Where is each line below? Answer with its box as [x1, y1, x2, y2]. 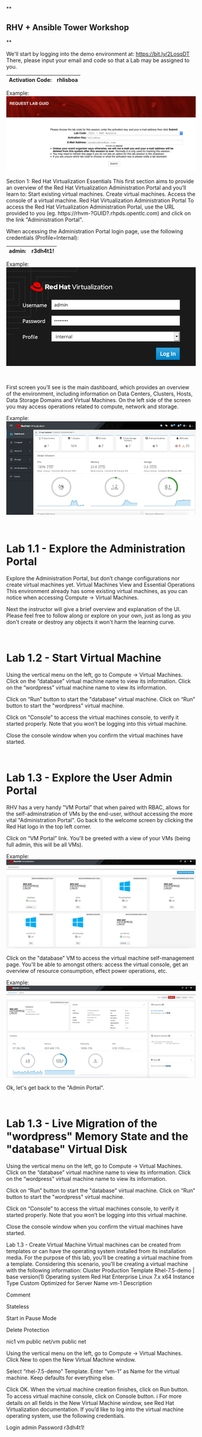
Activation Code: [8, 77, 52, 84]
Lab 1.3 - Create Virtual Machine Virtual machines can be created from [6, 1241, 181, 1248]
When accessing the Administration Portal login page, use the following [6, 227, 183, 234]
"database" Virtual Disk [6, 1142, 127, 1156]
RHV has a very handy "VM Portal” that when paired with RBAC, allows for [6, 803, 190, 811]
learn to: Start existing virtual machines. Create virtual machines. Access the [6, 190, 195, 198]
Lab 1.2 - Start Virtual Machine [6, 651, 162, 665]
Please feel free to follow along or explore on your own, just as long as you [6, 612, 191, 619]
